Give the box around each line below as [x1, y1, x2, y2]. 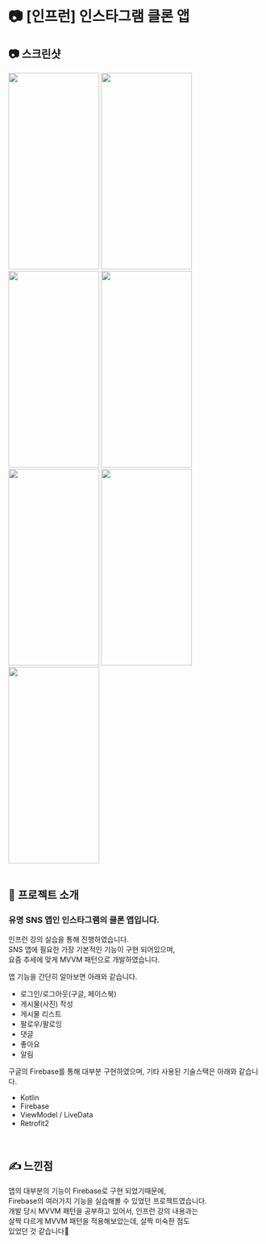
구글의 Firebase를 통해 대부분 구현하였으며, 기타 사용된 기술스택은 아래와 [8, 1066, 238, 1076]
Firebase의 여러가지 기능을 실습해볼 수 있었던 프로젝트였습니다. [8, 1196, 207, 1205]
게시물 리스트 [19, 1009, 62, 1018]
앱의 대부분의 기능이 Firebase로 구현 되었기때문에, [8, 1186, 167, 1196]
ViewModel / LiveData [19, 1109, 94, 1119]
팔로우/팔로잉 [19, 1019, 63, 1029]
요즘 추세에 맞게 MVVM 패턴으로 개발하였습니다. [8, 955, 160, 964]
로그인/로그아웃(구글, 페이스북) [19, 988, 117, 998]
